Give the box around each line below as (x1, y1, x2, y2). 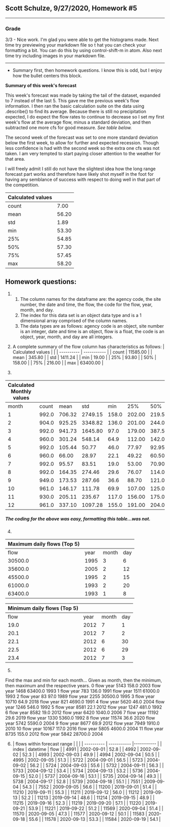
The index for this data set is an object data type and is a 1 (20, 312, 142, 318)
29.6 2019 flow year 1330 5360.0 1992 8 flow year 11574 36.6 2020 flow (5, 715, 155, 721)
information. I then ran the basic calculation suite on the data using (5, 103, 145, 109)
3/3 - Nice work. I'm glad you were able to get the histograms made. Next (5, 36, 159, 43)
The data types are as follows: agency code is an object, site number (20, 323, 164, 329)
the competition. (5, 182, 39, 188)
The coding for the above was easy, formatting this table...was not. (5, 516, 151, 522)
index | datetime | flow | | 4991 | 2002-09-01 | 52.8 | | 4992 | (12, 746, 139, 752)
